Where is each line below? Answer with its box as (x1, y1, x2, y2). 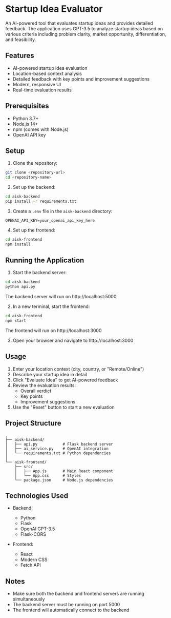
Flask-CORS (20, 531, 46, 537)
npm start (5, 318, 27, 323)
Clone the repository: (12, 160, 58, 166)
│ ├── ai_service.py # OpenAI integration (5, 446, 109, 451)
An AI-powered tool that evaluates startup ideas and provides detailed (5, 20, 153, 26)
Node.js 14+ (12, 121, 38, 127)
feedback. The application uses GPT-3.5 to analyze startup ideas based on (5, 25, 163, 31)
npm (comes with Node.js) (12, 126, 69, 132)
